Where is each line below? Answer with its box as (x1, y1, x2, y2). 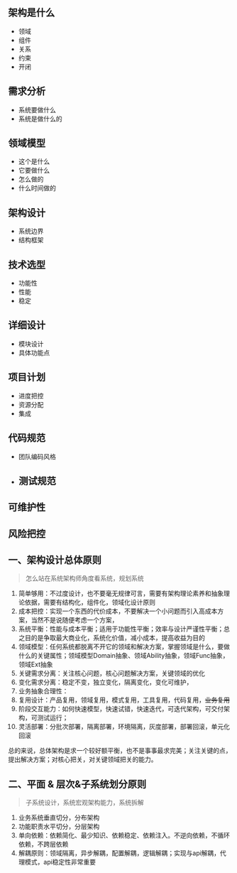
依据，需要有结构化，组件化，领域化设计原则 (24, 598, 155, 607)
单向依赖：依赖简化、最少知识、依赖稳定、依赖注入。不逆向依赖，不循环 (18, 831, 230, 840)
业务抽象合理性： (18, 687, 69, 695)
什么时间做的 (18, 184, 56, 193)
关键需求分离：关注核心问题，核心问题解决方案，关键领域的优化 (18, 669, 205, 678)
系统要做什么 (18, 105, 56, 114)
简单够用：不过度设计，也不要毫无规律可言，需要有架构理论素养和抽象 (18, 589, 224, 598)
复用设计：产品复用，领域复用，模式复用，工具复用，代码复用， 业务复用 (18, 695, 230, 705)
